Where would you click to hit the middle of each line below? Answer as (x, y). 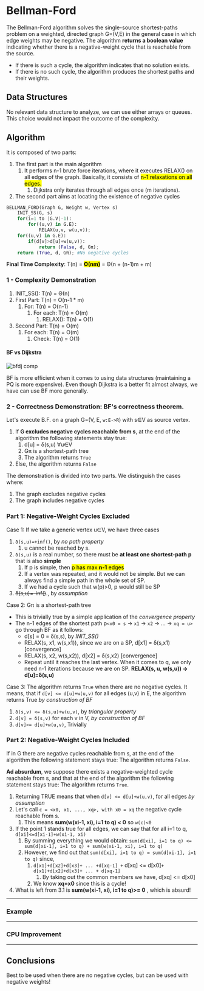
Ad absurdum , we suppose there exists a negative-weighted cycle (90, 771)
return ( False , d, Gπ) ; (69, 247)
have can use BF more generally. (47, 391)
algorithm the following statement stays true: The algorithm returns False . (98, 760)
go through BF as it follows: (49, 629)
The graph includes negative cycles (59, 500)
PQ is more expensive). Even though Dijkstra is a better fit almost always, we (102, 384)
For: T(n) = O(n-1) (46, 306)
